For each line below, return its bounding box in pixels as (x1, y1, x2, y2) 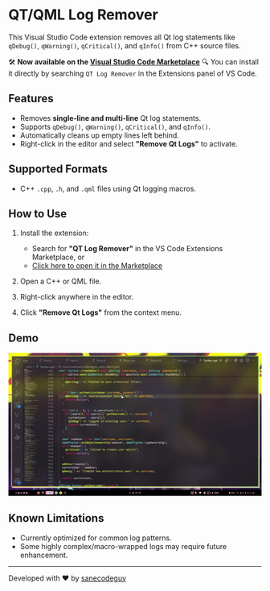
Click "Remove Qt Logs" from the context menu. (19, 308, 182, 317)
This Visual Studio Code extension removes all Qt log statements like (8, 32, 235, 42)
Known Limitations (8, 511, 104, 525)
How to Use (8, 207, 67, 221)
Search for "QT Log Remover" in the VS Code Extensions (31, 244, 223, 254)
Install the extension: (19, 228, 89, 238)
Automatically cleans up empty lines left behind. (19, 130, 179, 140)
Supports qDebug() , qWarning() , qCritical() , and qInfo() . (19, 122, 211, 131)
